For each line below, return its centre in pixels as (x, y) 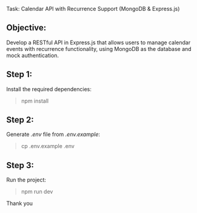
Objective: (26, 28)
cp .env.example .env (48, 146)
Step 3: (20, 165)
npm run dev (37, 192)
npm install (35, 101)
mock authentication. (33, 55)
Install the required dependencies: (49, 89)
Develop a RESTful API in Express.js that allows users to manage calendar (98, 42)
